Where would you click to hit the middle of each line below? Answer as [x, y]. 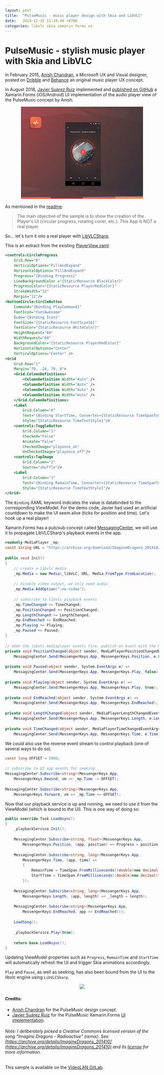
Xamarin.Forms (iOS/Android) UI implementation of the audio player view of [81, 95]
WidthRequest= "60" [32, 338]
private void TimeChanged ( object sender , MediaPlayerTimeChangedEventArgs [83, 729]
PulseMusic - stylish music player [75, 51]
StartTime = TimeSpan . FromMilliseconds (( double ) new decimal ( [95, 876]
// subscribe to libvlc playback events [55, 599]
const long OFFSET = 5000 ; [32, 758]
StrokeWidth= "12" [31, 291]
